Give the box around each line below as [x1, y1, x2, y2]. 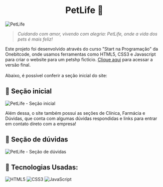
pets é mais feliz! [17, 36, 53, 42]
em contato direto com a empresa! [5, 120, 77, 127]
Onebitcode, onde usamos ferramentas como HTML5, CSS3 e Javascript [5, 51, 156, 57]
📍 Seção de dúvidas [5, 135, 69, 144]
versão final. [5, 62, 31, 68]
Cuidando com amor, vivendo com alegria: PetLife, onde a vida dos [17, 31, 158, 37]
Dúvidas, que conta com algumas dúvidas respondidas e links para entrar [5, 115, 157, 121]
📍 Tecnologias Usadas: [5, 163, 78, 171]
